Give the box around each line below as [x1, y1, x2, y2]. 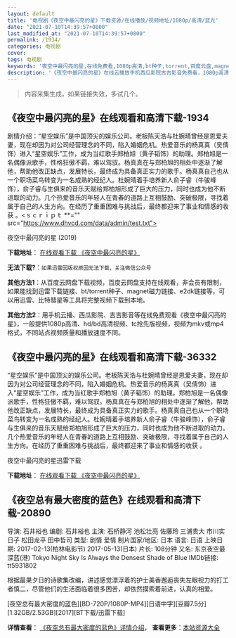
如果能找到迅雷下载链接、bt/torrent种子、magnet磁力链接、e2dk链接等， [7, 287, 219, 295]
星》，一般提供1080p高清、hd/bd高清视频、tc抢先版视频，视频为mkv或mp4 [7, 319, 224, 328]
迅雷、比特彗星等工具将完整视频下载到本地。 [19, 296, 149, 305]
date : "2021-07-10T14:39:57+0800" [7, 23, 109, 30]
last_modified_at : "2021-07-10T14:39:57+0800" [7, 30, 146, 37]
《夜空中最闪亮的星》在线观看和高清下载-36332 [7, 351, 217, 363]
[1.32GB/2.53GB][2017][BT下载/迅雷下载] [7, 608, 126, 616]
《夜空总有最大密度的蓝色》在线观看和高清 [7, 494, 192, 506]
